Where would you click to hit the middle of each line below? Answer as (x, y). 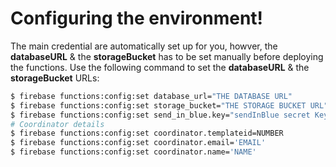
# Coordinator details (57, 124)
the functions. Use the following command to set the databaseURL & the (160, 67)
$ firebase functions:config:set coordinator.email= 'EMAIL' (138, 143)
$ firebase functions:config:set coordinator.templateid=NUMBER (147, 133)
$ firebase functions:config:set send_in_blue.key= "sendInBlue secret (160, 115)
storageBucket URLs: (55, 78)
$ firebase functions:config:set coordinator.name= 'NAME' (133, 152)
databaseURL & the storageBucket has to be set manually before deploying (167, 56)
